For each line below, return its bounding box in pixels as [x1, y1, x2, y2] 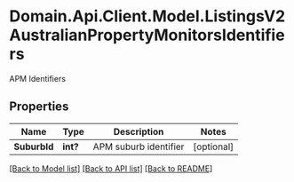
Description [113, 125, 164, 138]
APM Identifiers [9, 73, 67, 83]
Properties [9, 99, 69, 115]
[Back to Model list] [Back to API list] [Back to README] [9, 162, 213, 174]
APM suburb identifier [92, 140, 185, 153]
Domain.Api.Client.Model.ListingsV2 [9, 6, 286, 27]
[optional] [193, 140, 234, 153]
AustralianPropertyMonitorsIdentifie [9, 25, 286, 45]
